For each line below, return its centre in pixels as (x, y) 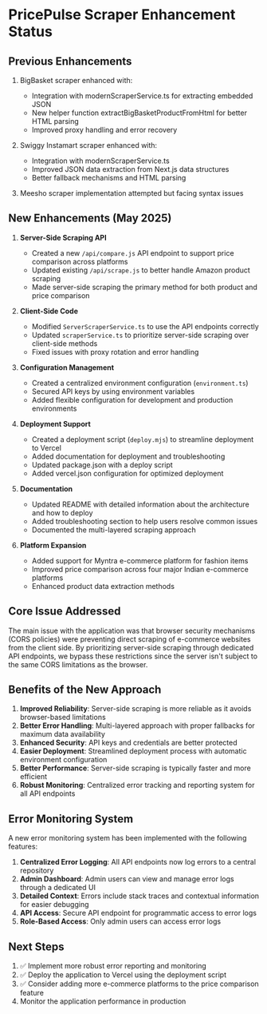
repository (37, 871)
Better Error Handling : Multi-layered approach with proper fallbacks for (137, 726)
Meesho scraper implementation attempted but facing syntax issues (132, 193)
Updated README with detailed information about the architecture (140, 504)
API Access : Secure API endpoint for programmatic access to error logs (138, 913)
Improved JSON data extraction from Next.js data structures (130, 169)
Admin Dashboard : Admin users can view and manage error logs (127, 879)
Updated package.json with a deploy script (102, 464)
